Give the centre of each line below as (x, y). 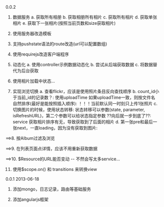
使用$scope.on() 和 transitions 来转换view (55, 169)
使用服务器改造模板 (32, 33)
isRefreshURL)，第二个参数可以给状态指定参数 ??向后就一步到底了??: (82, 116)
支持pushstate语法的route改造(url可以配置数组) (60, 44)
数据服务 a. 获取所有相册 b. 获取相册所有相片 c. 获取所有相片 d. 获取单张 (85, 17)
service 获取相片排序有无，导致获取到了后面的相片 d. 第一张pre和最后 (83, 122)
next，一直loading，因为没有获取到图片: (57, 128)
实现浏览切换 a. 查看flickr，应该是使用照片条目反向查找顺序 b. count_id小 (86, 91)
